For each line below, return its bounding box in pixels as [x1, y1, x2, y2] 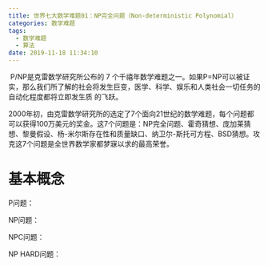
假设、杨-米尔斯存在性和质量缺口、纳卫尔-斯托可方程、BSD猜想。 [35, 129, 254, 139]
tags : [8, 26, 26, 34]
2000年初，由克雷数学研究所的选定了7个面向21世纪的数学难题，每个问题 [8, 109, 248, 119]
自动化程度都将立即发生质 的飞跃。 [8, 92, 122, 101]
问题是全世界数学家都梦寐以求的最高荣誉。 [33, 139, 174, 148]
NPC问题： [8, 232, 45, 241]
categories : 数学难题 [8, 19, 76, 27]
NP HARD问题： [8, 249, 62, 259]
